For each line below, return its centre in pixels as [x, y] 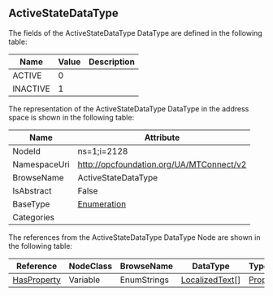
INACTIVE [31, 89]
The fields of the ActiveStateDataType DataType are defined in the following [135, 33]
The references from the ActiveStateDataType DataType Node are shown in [134, 237]
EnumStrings [144, 280]
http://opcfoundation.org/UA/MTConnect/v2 [162, 164]
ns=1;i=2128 [103, 151]
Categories [34, 217]
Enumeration [102, 204]
